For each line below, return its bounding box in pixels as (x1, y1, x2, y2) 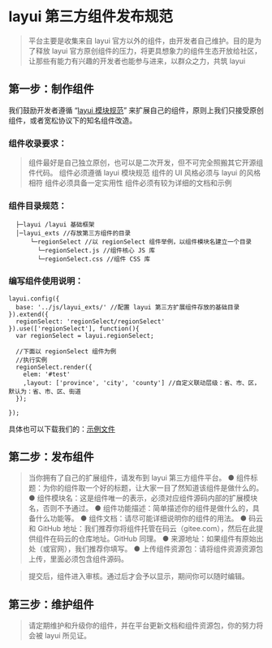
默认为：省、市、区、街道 (8, 387, 81, 395)
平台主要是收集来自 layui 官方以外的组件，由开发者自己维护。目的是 (28, 36, 255, 45)
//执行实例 (15, 356, 48, 364)
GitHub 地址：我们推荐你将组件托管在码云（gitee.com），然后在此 (37, 524, 257, 534)
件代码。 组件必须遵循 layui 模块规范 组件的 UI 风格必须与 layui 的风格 (28, 168, 261, 178)
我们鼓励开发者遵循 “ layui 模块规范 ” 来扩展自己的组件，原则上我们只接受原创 (8, 105, 264, 114)
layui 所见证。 (44, 631, 92, 641)
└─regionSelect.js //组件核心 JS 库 (37, 247, 156, 255)
